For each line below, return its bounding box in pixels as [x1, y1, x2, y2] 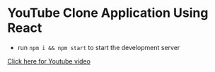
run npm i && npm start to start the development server [17, 43, 180, 52]
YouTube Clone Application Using [7, 5, 209, 21]
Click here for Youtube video [7, 56, 91, 65]
